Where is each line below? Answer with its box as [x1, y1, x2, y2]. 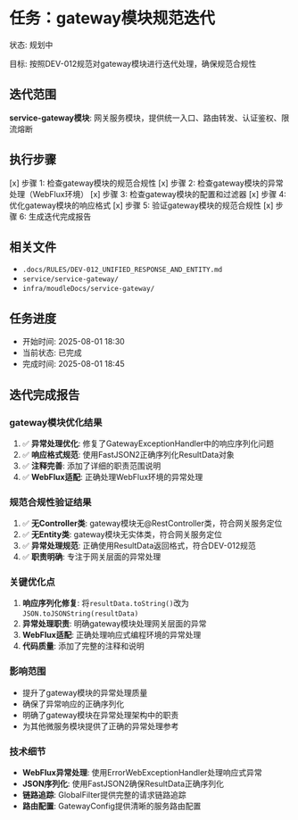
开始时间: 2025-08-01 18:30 [21, 336, 125, 347]
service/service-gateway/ [21, 275, 119, 284]
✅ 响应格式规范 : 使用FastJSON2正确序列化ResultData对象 [21, 449, 235, 460]
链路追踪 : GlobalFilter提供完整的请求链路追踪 [21, 790, 187, 800]
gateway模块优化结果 [9, 416, 103, 428]
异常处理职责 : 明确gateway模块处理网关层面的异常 [21, 618, 207, 629]
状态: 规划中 [9, 39, 54, 50]
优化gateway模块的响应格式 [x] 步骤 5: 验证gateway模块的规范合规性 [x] [9, 200, 274, 211]
